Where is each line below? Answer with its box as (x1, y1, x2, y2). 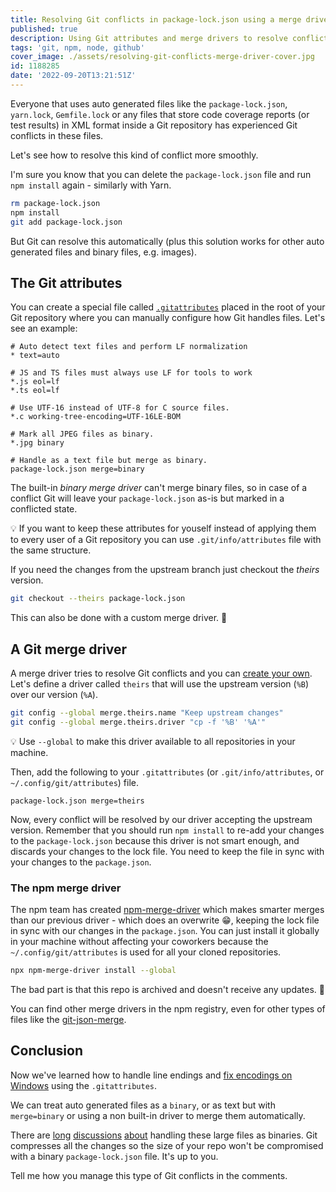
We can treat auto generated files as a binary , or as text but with (10, 1099, 276, 1111)
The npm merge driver (10, 881, 122, 895)
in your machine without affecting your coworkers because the (10, 936, 269, 948)
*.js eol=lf (10, 377, 60, 387)
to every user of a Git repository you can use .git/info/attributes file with (10, 534, 322, 546)
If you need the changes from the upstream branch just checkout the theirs (10, 564, 320, 576)
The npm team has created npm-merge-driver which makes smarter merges (10, 904, 325, 916)
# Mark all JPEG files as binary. (10, 429, 155, 440)
